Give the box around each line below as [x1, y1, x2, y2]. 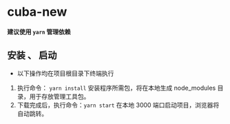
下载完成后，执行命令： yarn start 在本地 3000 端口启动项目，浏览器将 [17, 101, 220, 109]
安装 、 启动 [7, 49, 57, 62]
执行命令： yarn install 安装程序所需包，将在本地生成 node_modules [17, 84, 216, 92]
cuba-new [7, 4, 67, 20]
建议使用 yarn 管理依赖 [7, 27, 71, 36]
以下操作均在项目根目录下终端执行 [17, 69, 114, 77]
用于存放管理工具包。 [29, 92, 90, 100]
